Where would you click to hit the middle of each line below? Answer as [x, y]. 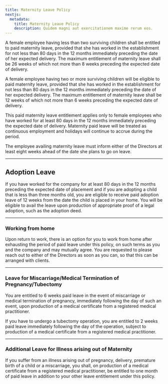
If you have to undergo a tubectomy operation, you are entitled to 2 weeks [81, 321]
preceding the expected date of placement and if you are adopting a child [81, 189]
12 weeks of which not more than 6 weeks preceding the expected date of [82, 100]
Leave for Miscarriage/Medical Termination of [62, 278]
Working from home [30, 228]
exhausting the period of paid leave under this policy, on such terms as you [82, 245]
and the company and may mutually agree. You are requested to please [79, 250]
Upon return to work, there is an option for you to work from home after [79, 239]
